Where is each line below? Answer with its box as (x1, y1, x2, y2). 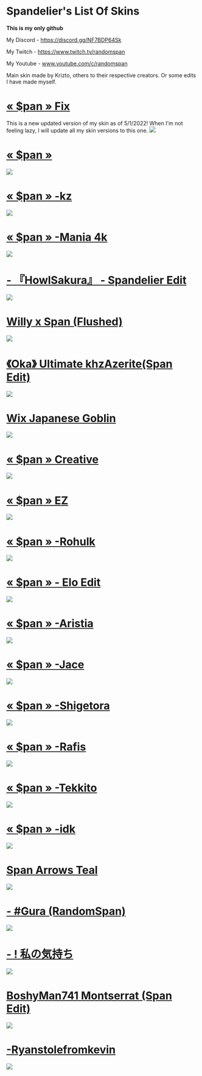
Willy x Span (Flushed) (6, 315, 123, 328)
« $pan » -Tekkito (6, 781, 97, 795)
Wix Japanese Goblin (6, 411, 116, 425)
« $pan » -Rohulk (6, 535, 96, 549)
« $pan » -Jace (6, 658, 85, 672)
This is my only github (6, 24, 64, 32)
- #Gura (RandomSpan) (6, 904, 126, 918)
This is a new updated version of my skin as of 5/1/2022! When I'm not (6, 119, 184, 127)
